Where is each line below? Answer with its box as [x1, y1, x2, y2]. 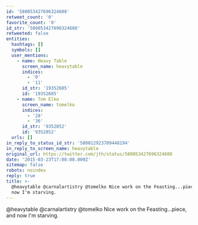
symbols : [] [11, 47, 41, 53]
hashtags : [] [11, 42, 44, 48]
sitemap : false [6, 162, 44, 168]
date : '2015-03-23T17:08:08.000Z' [6, 157, 91, 163]
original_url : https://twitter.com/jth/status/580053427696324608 [6, 151, 173, 157]
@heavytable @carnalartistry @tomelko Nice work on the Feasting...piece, [6, 206, 187, 213]
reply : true [6, 173, 35, 179]
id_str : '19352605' [21, 85, 70, 91]
